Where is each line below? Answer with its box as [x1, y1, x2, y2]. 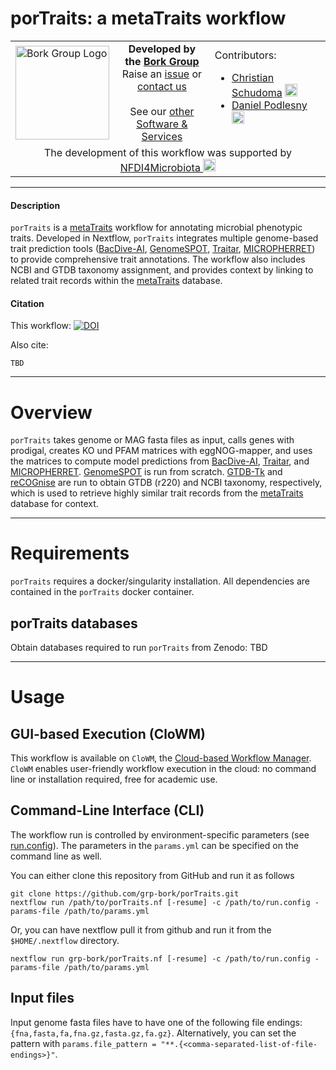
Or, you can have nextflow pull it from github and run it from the [10, 923, 272, 936]
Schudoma [231, 85, 283, 99]
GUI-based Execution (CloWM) [10, 725, 206, 742]
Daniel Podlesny [231, 98, 308, 112]
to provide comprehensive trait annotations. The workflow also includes [10, 253, 306, 266]
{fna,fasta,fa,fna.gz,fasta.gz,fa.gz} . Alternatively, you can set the [10, 1027, 297, 1039]
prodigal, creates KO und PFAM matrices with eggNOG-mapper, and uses [10, 445, 313, 457]
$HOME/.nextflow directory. [10, 934, 120, 946]
